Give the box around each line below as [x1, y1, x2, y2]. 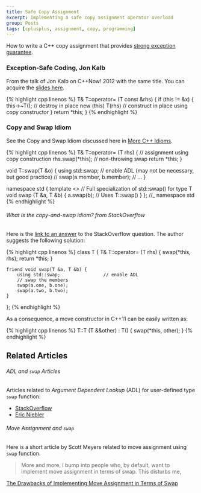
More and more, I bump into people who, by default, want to [20, 461, 170, 468]
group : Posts [6, 20, 39, 26]
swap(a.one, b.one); [17, 282, 69, 288]
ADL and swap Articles [6, 367, 61, 375]
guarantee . [6, 49, 33, 56]
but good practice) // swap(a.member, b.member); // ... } [6, 173, 146, 180]
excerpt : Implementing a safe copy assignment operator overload [6, 14, 173, 21]
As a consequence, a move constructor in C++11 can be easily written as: [6, 315, 188, 323]
